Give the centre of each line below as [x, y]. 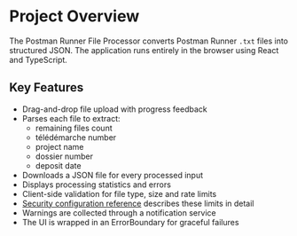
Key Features [47, 87]
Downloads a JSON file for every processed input [113, 175]
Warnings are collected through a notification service [119, 212]
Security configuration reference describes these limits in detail [138, 203]
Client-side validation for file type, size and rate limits [119, 193]
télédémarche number [76, 137]
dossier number [64, 156]
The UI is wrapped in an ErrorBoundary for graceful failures [130, 222]
